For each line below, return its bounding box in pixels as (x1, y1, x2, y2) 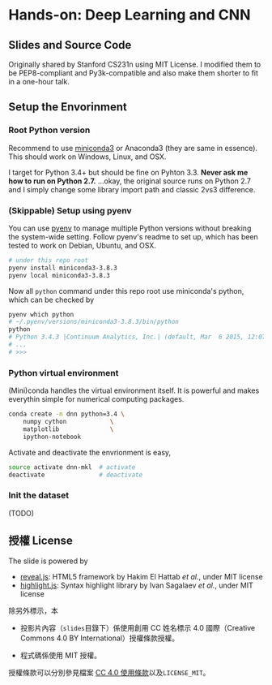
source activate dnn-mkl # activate (8, 463, 136, 472)
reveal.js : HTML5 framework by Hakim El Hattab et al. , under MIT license (19, 571, 263, 581)
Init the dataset (8, 489, 70, 501)
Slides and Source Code (8, 38, 132, 52)
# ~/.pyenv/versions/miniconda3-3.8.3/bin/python (8, 318, 180, 326)
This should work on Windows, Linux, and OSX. (8, 152, 167, 162)
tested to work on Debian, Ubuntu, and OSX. (8, 240, 156, 250)
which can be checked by (8, 295, 95, 304)
